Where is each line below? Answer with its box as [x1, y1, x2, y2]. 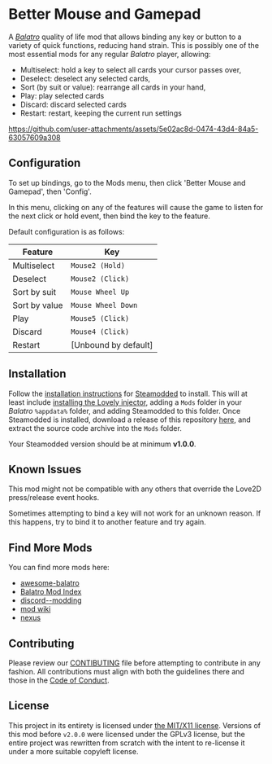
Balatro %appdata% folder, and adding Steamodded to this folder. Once [8, 406, 241, 415]
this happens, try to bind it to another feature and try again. [8, 517, 206, 527]
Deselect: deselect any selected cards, [19, 73, 151, 83]
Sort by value [12, 299, 63, 310]
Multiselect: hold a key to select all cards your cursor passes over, [19, 64, 242, 74]
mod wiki [19, 604, 51, 614]
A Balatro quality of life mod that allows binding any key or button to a [8, 32, 242, 42]
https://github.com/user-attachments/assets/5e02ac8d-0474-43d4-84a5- [8, 124, 259, 134]
